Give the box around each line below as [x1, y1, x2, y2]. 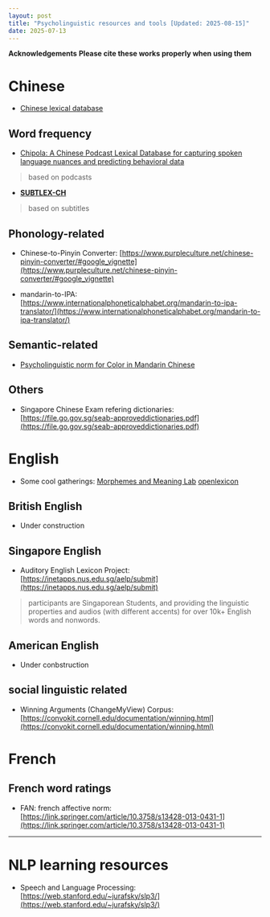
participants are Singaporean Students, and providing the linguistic [27, 598, 249, 608]
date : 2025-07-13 [8, 27, 67, 35]
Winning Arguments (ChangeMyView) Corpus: [19, 705, 174, 714]
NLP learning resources [8, 856, 169, 874]
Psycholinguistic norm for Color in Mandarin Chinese [19, 360, 195, 369]
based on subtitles [27, 204, 90, 213]
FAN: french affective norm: [19, 803, 112, 812]
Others [8, 383, 44, 397]
